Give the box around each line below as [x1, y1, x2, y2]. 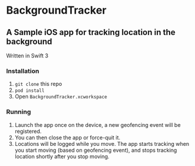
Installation [6, 66, 40, 75]
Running [6, 108, 32, 116]
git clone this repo [14, 81, 62, 88]
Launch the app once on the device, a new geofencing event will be [14, 121, 181, 128]
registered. [14, 127, 42, 135]
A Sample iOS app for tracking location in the [6, 27, 176, 37]
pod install [14, 88, 45, 94]
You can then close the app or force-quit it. [14, 134, 121, 141]
